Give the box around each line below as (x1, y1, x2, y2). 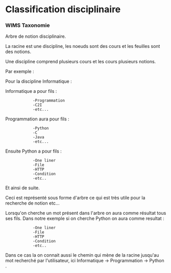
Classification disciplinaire (5, 4, 121, 15)
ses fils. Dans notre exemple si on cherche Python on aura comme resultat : (5, 215, 164, 221)
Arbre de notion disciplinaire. (5, 33, 66, 39)
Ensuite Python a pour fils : (5, 148, 62, 154)
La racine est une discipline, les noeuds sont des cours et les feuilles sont (5, 43, 160, 49)
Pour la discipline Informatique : (5, 78, 72, 85)
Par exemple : (5, 68, 34, 75)
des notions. (5, 48, 32, 55)
